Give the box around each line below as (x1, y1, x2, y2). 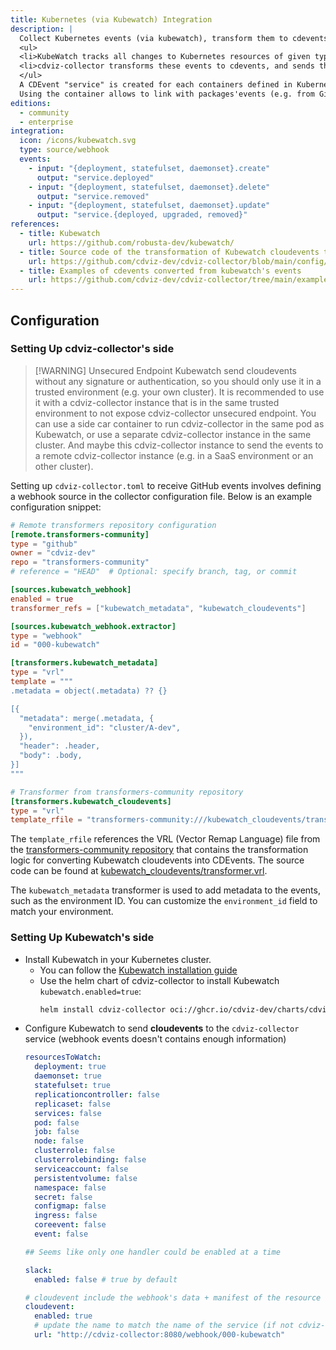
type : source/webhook (19, 145, 110, 155)
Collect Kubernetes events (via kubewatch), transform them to (19, 33, 288, 43)
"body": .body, (19, 751, 83, 761)
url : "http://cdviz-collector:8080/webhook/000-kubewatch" (34, 1330, 286, 1340)
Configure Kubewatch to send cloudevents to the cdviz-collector (24, 1022, 300, 1035)
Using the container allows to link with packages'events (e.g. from (19, 89, 315, 99)
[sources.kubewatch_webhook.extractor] (10, 621, 177, 631)
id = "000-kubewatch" (10, 640, 101, 650)
